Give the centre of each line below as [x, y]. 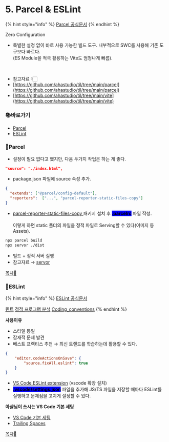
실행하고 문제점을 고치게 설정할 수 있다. [52, 396]
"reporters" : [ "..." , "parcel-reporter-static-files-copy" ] [77, 198]
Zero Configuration [25, 34]
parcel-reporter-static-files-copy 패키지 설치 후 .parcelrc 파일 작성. [82, 213]
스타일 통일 [24, 331]
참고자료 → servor [31, 262]
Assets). [22, 231]
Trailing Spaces [29, 424]
